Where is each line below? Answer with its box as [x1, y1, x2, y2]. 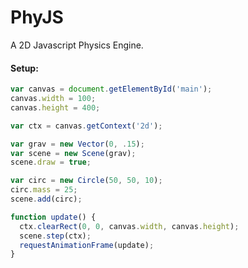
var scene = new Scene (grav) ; [10, 148, 137, 158]
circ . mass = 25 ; [10, 185, 78, 195]
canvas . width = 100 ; [10, 94, 97, 104]
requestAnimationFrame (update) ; [19, 240, 155, 250]
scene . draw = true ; [10, 157, 92, 168]
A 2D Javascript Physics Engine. [10, 39, 144, 51]
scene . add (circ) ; [10, 194, 83, 205]
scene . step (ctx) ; [19, 231, 92, 241]
